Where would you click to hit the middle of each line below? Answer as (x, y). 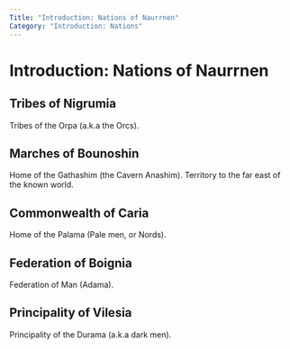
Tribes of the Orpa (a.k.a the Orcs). (74, 125)
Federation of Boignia (71, 263)
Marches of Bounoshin (74, 153)
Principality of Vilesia (71, 313)
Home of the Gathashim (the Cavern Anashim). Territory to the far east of (145, 175)
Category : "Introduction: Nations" (76, 26)
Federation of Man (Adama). (62, 284)
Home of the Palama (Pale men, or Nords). (88, 235)
